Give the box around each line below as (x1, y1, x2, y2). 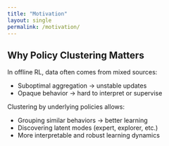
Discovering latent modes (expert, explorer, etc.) (17, 124, 158, 132)
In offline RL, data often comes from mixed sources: (7, 68, 158, 77)
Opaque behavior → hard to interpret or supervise (17, 89, 163, 98)
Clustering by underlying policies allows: (7, 102, 125, 111)
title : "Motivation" (7, 10, 68, 18)
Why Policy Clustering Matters (7, 49, 144, 61)
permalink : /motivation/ (7, 23, 80, 30)
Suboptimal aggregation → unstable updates (17, 81, 147, 90)
